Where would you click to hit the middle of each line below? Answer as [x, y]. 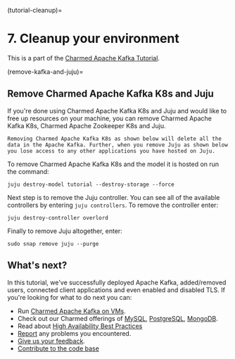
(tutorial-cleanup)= [35, 10]
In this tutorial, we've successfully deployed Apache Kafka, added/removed [117, 282]
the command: [28, 171]
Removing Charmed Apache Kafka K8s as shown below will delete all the [114, 139]
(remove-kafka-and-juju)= [45, 71]
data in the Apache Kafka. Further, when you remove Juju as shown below [118, 145]
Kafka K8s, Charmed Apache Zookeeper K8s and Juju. [87, 125]
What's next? [37, 266]
